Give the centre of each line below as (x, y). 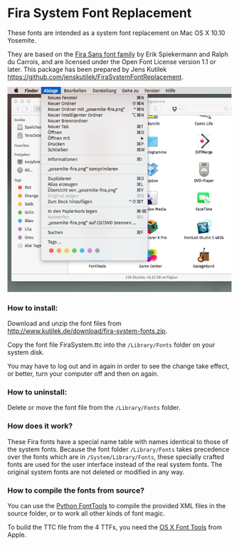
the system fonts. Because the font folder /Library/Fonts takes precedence (118, 449)
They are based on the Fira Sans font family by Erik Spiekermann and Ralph (118, 54)
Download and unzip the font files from (65, 324)
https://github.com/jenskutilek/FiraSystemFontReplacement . (95, 77)
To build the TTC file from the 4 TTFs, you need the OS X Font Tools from (115, 527)
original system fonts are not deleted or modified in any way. (96, 472)
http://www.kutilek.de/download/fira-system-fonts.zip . (87, 331)
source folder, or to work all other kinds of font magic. (86, 513)
